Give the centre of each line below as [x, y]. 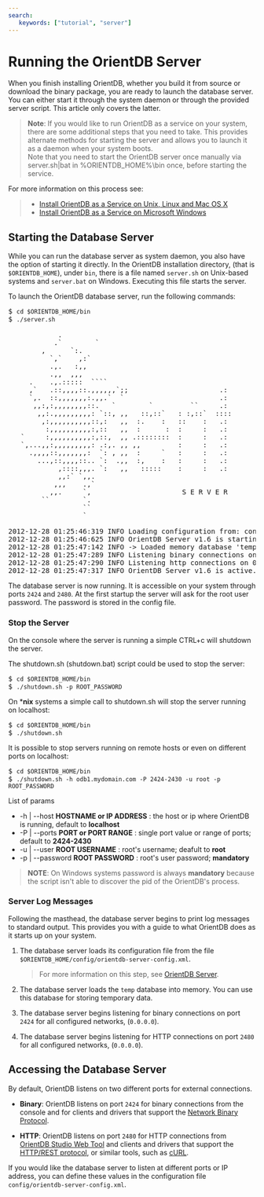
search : [21, 15]
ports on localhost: [38, 756]
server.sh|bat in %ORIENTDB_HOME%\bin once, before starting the [137, 165]
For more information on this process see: [76, 189]
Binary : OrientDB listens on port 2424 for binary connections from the [131, 1103]
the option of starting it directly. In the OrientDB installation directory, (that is [132, 265]
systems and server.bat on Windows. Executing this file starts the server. [127, 281]
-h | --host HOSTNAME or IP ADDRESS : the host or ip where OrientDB [134, 816]
